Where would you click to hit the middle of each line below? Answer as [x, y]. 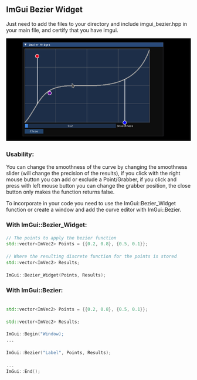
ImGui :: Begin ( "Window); [35, 334]
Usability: [20, 154]
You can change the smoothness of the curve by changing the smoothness [97, 167]
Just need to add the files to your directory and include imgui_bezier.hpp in [97, 24]
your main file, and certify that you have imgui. [62, 30]
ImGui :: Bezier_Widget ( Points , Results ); [56, 275]
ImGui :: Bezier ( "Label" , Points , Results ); [59, 352]
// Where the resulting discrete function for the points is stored [91, 256]
